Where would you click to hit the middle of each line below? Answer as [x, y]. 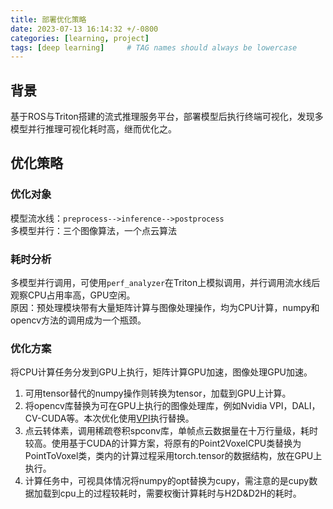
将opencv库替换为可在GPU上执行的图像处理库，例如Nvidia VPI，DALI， [172, 406]
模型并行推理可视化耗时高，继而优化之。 [93, 129]
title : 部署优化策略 [48, 19]
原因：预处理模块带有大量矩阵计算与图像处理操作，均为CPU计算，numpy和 [165, 308]
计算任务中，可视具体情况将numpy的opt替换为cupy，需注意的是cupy [167, 481]
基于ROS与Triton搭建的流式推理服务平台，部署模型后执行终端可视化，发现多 [167, 117]
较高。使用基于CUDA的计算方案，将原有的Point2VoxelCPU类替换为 [163, 443]
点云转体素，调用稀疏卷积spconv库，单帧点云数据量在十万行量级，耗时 [171, 431]
